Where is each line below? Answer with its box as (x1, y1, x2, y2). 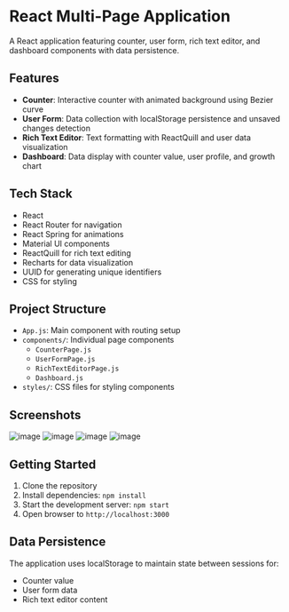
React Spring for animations (21, 228, 124, 239)
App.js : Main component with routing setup (21, 325, 181, 336)
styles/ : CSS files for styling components (21, 382, 175, 393)
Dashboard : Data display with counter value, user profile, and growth (21, 151, 276, 162)
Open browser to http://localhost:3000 (21, 509, 170, 519)
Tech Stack (9, 187, 73, 202)
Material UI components (21, 238, 111, 249)
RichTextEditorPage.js (35, 364, 120, 374)
